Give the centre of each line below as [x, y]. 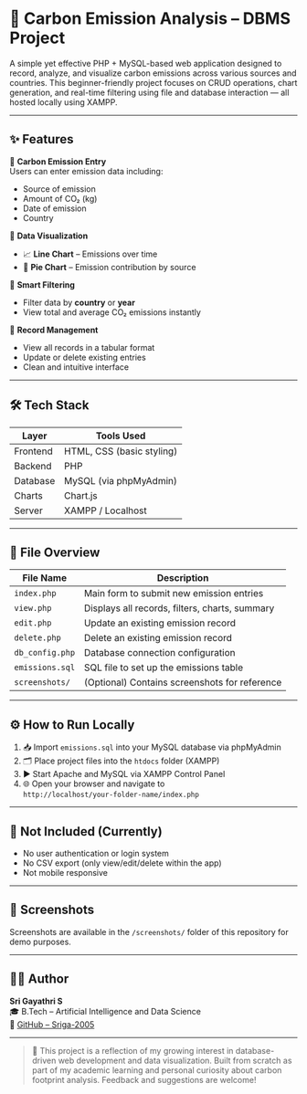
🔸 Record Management [54, 330]
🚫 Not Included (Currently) [86, 831]
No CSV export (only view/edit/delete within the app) [122, 863]
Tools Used [121, 436]
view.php [33, 608]
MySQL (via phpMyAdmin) [121, 480]
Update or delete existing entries [84, 357]
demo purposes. [40, 941]
